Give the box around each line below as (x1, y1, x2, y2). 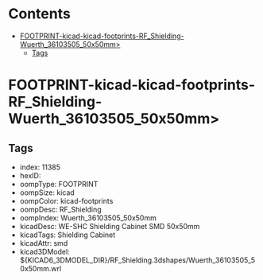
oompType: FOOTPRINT (19, 179, 99, 189)
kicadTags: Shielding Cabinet (19, 230, 116, 239)
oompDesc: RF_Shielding (19, 204, 102, 214)
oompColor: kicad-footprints (19, 196, 114, 205)
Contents (8, 5, 72, 23)
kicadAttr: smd (19, 238, 68, 247)
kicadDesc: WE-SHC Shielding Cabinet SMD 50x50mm (19, 221, 200, 231)
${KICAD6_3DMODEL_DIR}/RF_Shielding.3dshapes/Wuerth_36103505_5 (19, 255, 256, 265)
